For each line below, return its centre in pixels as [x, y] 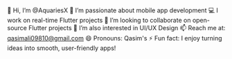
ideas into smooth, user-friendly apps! [62, 48]
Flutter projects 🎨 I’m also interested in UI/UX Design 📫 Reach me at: [127, 28]
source [17, 28]
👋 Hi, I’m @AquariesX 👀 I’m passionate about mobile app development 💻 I [113, 10]
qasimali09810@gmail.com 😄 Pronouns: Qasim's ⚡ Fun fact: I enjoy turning [115, 38]
